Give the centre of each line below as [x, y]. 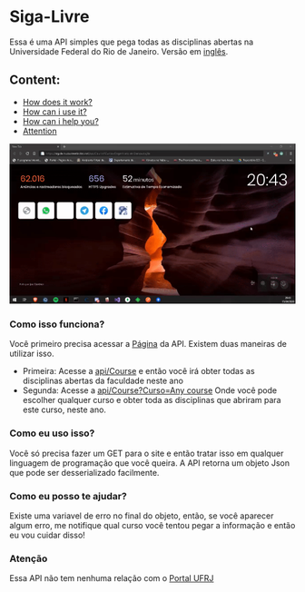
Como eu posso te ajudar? [68, 496]
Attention [39, 131]
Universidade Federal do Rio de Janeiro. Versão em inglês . [119, 51]
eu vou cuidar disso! [48, 535]
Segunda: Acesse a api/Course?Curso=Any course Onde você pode [150, 390]
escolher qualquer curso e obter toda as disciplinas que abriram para [152, 400]
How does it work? [58, 102]
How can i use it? [55, 112]
